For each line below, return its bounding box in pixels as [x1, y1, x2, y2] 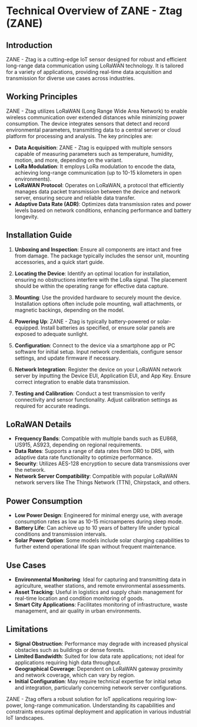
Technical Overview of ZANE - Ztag [6, 4, 182, 18]
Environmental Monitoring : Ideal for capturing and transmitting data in [14, 576, 186, 583]
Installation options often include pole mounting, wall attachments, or [14, 300, 182, 307]
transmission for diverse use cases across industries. [6, 75, 135, 81]
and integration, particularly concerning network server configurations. [14, 684, 187, 691]
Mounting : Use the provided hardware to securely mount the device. [14, 294, 182, 301]
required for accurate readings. [14, 402, 91, 409]
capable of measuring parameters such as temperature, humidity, [14, 150, 174, 157]
